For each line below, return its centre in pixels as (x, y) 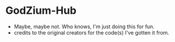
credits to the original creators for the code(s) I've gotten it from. (92, 32)
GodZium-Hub (41, 11)
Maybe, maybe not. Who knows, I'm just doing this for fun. (84, 26)
